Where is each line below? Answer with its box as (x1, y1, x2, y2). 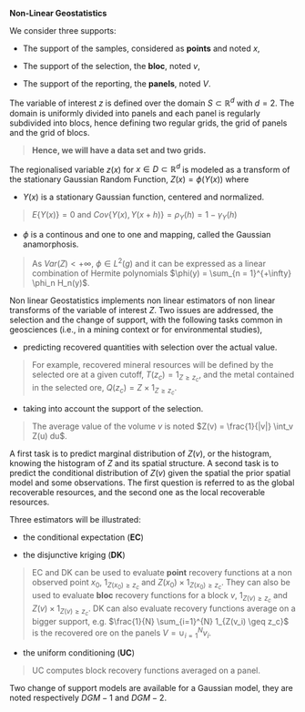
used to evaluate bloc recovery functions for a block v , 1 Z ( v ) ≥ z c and (31, 590, 289, 605)
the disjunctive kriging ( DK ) (22, 550, 126, 561)
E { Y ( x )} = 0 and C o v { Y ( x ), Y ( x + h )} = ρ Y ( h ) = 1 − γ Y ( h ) (31, 209, 238, 222)
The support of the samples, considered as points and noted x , (22, 43, 260, 54)
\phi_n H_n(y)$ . (31, 277, 90, 288)
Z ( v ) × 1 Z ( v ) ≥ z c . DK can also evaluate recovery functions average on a (31, 603, 296, 617)
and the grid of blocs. (9, 127, 90, 137)
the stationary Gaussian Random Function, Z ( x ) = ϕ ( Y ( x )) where (9, 174, 249, 185)
